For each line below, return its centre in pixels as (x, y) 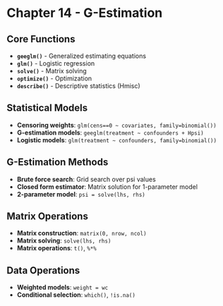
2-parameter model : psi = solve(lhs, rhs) (81, 194)
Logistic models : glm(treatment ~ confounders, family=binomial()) (116, 140)
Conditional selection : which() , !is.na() (76, 295)
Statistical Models (47, 108)
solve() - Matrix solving (52, 71)
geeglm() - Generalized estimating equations (81, 56)
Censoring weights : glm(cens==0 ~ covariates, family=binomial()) (116, 125)
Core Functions (41, 39)
